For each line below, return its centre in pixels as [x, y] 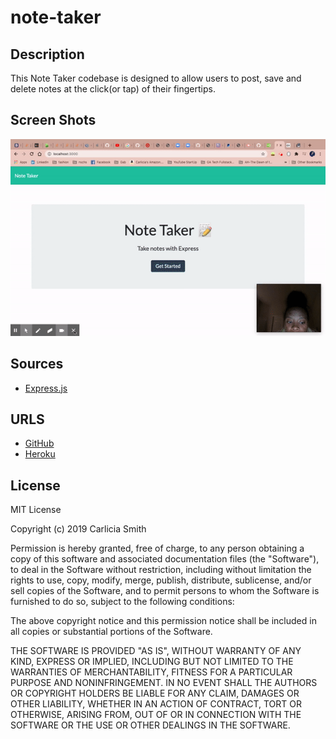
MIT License [36, 510]
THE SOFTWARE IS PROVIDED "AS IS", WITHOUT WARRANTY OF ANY [156, 651]
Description [47, 54]
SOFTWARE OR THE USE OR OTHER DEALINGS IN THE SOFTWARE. [150, 725]
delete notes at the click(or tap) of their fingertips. [113, 89]
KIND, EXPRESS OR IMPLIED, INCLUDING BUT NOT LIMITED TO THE [152, 662]
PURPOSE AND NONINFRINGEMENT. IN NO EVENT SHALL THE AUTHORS [164, 683]
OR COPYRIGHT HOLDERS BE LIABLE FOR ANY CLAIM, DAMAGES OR [155, 693]
